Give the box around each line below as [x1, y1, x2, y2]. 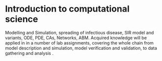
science [5, 14, 38, 25]
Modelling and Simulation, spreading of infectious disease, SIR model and [5, 30, 154, 35]
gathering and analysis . [5, 50, 54, 56]
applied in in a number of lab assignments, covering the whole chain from [5, 40, 154, 46]
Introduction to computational [5, 3, 130, 15]
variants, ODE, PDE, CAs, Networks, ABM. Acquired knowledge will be [5, 35, 147, 41]
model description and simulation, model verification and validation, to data [5, 45, 157, 51]
